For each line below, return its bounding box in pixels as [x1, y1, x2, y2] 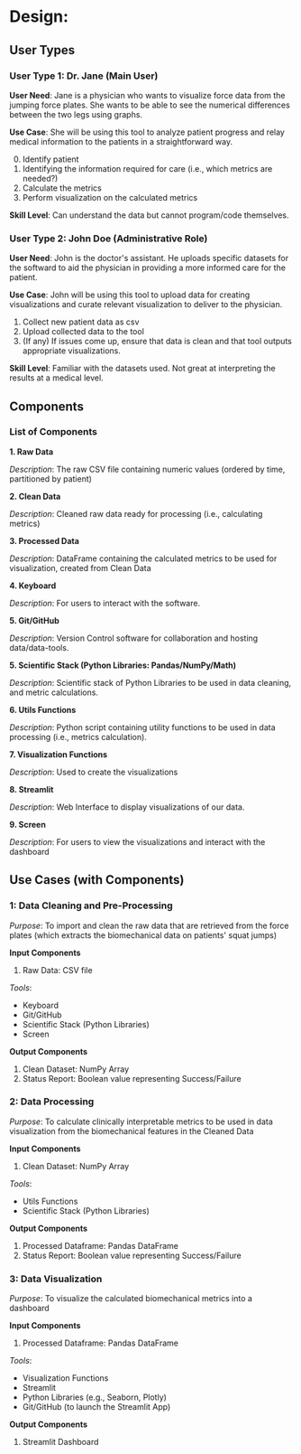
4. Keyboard [9, 580, 57, 591]
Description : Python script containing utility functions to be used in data [9, 721, 277, 733]
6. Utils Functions [9, 704, 77, 715]
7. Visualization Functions [9, 748, 108, 760]
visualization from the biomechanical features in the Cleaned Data [9, 1125, 254, 1136]
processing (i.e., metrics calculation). [9, 731, 147, 742]
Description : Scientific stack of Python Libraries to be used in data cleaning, [9, 677, 292, 688]
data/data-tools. [9, 642, 69, 652]
